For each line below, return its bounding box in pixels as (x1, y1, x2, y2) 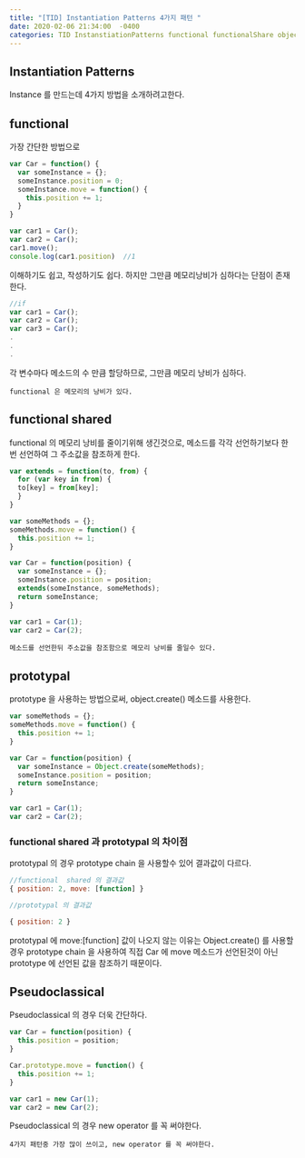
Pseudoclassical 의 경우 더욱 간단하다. (9, 1010, 148, 1021)
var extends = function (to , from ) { (9, 466, 148, 475)
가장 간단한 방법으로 (9, 142, 80, 152)
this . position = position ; (17, 1036, 120, 1045)
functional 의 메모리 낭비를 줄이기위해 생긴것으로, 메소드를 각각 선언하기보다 (9, 437, 280, 448)
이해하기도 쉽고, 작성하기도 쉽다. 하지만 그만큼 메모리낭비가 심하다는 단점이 (9, 269, 274, 280)
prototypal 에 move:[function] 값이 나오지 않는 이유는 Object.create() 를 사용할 (9, 934, 294, 945)
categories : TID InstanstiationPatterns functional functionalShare (9, 30, 274, 39)
